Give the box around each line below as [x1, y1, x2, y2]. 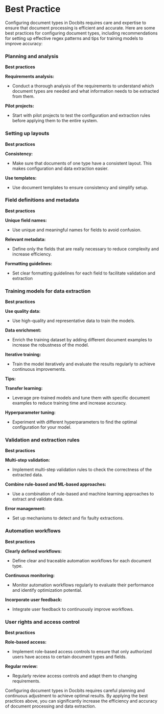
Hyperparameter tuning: [5, 410, 56, 415]
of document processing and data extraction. [5, 703, 96, 709]
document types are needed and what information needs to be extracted [12, 88, 159, 94]
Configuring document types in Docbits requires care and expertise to [5, 20, 146, 26]
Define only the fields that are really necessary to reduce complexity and [12, 246, 159, 251]
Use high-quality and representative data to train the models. [12, 318, 136, 324]
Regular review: [5, 663, 38, 669]
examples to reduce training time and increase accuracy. [12, 400, 127, 406]
